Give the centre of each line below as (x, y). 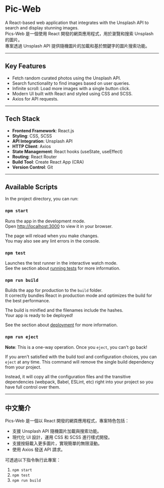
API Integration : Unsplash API (42, 141)
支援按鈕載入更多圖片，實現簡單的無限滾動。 (57, 443)
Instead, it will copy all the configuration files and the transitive (68, 376)
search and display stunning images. (42, 27)
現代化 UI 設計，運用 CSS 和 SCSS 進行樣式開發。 (62, 438)
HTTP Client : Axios (31, 146)
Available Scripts (31, 187)
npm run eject (22, 337)
